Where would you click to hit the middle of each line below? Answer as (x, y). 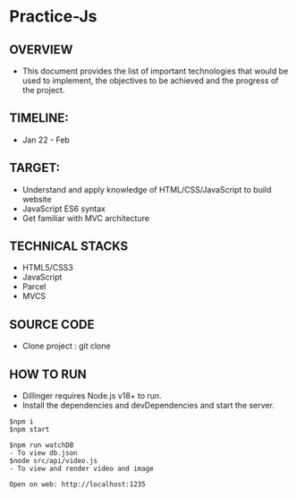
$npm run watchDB (42, 445)
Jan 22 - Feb (46, 140)
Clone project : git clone (66, 346)
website (37, 199)
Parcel (34, 287)
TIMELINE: (39, 118)
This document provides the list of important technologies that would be (155, 71)
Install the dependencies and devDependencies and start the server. (148, 406)
